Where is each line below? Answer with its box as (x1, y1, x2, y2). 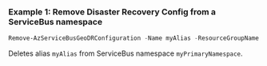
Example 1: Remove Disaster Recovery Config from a (8, 6, 217, 17)
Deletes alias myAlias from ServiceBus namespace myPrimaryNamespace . (8, 49, 243, 58)
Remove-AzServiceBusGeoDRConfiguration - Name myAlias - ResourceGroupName (8, 34, 260, 42)
